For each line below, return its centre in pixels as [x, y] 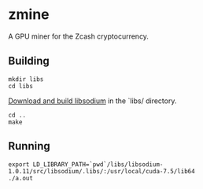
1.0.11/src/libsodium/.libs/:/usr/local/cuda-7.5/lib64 [101, 171]
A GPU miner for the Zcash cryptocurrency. [79, 36]
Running [30, 146]
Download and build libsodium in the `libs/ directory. [92, 101]
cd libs [21, 86]
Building [29, 61]
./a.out [21, 178]
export [19, 164]
